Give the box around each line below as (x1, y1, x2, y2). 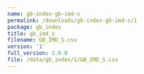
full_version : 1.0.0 (7, 50, 68, 57)
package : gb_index (7, 23, 61, 30)
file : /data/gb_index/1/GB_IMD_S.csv (7, 56, 119, 63)
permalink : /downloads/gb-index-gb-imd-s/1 (7, 17, 138, 24)
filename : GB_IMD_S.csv (7, 37, 78, 44)
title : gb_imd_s (7, 30, 55, 37)
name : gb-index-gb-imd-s (7, 10, 80, 18)
